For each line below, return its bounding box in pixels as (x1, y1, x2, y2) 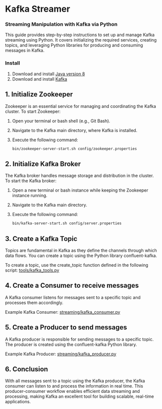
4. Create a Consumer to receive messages (5, 281, 139, 290)
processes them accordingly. (5, 300, 63, 305)
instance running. (12, 193, 48, 198)
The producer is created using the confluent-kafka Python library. (5, 341, 138, 347)
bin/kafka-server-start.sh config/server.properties (12, 221, 122, 226)
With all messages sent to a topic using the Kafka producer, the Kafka (5, 378, 145, 384)
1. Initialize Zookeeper (5, 90, 73, 99)
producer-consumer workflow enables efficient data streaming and (5, 388, 140, 394)
